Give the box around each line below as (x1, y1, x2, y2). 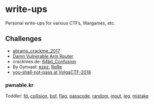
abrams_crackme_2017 (12, 47, 60, 53)
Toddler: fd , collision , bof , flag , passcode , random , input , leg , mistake (5, 93, 149, 99)
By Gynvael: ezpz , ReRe (12, 63, 62, 69)
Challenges (5, 34, 42, 43)
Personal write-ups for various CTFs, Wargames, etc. (5, 20, 116, 26)
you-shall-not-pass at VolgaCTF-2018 (12, 69, 92, 75)
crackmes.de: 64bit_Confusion (12, 58, 76, 64)
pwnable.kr (5, 81, 34, 88)
